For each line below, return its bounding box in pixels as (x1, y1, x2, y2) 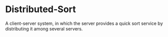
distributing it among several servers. (5, 25, 83, 31)
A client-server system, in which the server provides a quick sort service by (5, 20, 163, 26)
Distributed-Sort (5, 4, 76, 15)
